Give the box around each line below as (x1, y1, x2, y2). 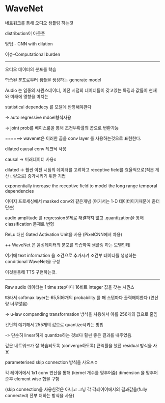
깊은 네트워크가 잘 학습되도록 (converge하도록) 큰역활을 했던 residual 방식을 (5, 342, 152, 348)
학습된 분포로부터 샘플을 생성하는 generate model (5, 77, 102, 83)
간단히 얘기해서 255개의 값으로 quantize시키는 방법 (5, 321, 104, 328)
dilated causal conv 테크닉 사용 (5, 146, 67, 152)
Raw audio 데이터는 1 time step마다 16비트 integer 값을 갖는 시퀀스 (5, 284, 135, 290)
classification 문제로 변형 (5, 221, 54, 227)
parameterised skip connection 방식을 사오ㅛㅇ (5, 359, 98, 365)
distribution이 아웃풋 (5, 30, 45, 36)
